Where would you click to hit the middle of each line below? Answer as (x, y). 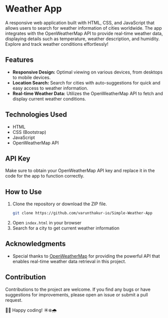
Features (19, 60)
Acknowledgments (36, 244)
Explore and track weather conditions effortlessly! (57, 44)
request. (14, 300)
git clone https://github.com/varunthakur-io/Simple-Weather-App (82, 213)
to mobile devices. (31, 77)
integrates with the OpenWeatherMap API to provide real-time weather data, (84, 33)
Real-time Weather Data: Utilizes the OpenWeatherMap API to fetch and (88, 93)
